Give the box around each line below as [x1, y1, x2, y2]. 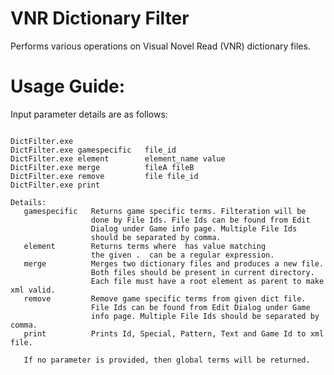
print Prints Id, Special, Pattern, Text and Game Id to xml [23, 328, 325, 339]
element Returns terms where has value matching [23, 241, 267, 251]
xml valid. [10, 285, 56, 295]
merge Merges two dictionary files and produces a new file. [23, 258, 325, 269]
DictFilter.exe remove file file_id [10, 171, 199, 181]
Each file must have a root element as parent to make [90, 276, 325, 286]
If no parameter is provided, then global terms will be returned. [23, 355, 311, 365]
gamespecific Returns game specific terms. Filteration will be [23, 206, 307, 216]
